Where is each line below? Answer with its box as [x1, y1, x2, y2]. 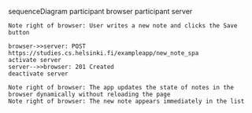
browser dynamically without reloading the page [8, 90, 171, 98]
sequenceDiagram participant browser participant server [8, 7, 193, 16]
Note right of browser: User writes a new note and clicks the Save [8, 22, 238, 30]
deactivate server [8, 70, 69, 78]
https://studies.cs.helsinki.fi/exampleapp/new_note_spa [8, 49, 199, 57]
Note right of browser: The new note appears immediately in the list [8, 97, 245, 105]
